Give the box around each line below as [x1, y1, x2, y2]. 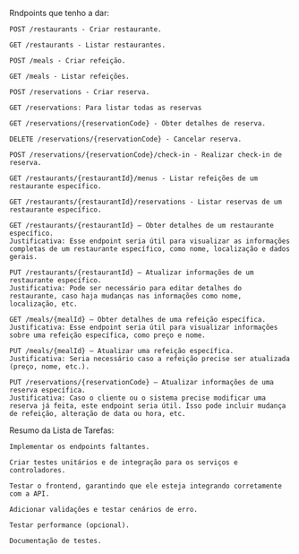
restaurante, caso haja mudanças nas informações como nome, [9, 291, 243, 300]
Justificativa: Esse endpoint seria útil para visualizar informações [9, 323, 278, 332]
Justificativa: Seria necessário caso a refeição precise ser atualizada [9, 354, 291, 363]
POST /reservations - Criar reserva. [9, 88, 150, 97]
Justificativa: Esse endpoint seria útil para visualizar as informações [9, 237, 291, 246]
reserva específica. [9, 385, 87, 394]
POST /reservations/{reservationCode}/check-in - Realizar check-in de [9, 151, 282, 160]
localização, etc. [9, 299, 78, 308]
